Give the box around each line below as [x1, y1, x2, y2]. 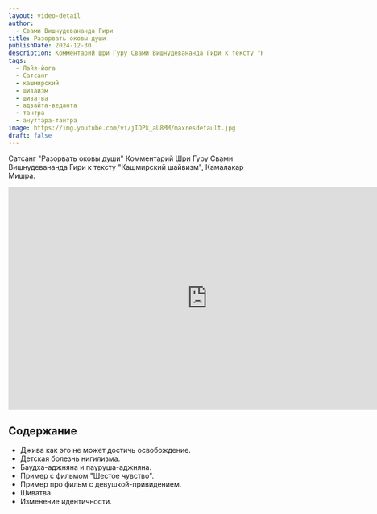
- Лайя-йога [15, 64, 56, 72]
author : [8, 19, 35, 27]
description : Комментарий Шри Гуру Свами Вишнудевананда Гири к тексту [8, 49, 254, 57]
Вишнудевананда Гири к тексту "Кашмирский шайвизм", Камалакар [8, 162, 244, 171]
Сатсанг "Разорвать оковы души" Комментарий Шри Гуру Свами [8, 154, 234, 163]
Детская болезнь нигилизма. [19, 454, 121, 463]
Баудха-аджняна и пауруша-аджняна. [19, 463, 151, 472]
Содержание [8, 424, 78, 438]
